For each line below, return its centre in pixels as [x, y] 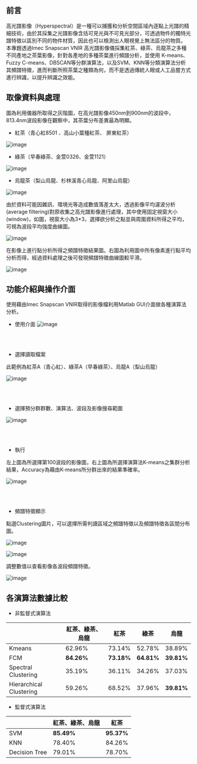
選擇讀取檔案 [30, 354]
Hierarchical [26, 685]
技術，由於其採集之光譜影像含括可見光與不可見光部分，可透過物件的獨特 [98, 33]
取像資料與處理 [33, 98]
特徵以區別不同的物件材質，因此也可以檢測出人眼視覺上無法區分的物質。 [98, 41]
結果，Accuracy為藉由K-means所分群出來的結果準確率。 [75, 470]
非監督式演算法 [33, 614]
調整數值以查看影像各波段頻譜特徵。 [50, 567]
